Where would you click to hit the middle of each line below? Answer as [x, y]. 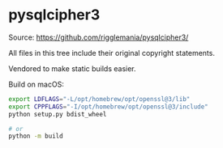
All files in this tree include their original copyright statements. [111, 53]
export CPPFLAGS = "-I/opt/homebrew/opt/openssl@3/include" [108, 107]
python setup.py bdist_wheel [58, 114]
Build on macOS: [36, 84]
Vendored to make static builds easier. [72, 68]
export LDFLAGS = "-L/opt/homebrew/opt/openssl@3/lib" [99, 99]
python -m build [36, 136]
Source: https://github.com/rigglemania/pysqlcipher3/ [99, 37]
